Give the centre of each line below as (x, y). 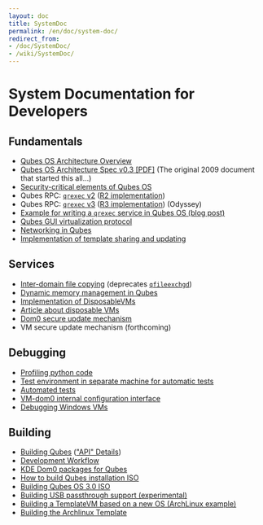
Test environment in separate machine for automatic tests (117, 381)
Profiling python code (57, 372)
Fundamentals (46, 141)
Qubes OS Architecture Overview (76, 161)
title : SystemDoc (38, 24)
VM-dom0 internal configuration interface (90, 398)
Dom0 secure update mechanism (76, 318)
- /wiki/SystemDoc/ (42, 54)
